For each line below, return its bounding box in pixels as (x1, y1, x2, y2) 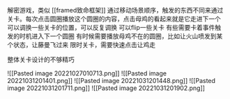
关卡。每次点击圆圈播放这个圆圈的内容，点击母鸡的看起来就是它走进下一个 (7, 15, 221, 23)
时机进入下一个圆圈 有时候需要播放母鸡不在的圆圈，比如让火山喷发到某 (19, 32, 223, 40)
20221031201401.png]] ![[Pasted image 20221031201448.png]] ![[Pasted (7, 77, 216, 84)
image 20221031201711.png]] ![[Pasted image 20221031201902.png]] (7, 84, 206, 92)
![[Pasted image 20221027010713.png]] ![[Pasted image (7, 69, 167, 78)
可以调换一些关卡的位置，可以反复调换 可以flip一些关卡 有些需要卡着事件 (7, 24, 215, 31)
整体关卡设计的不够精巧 (7, 55, 75, 64)
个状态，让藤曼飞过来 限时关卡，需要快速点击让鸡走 (7, 41, 155, 48)
